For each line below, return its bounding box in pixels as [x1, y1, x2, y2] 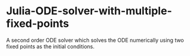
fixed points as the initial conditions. [6, 43, 95, 50]
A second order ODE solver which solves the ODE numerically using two [6, 36, 184, 43]
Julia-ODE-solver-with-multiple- [6, 4, 172, 18]
